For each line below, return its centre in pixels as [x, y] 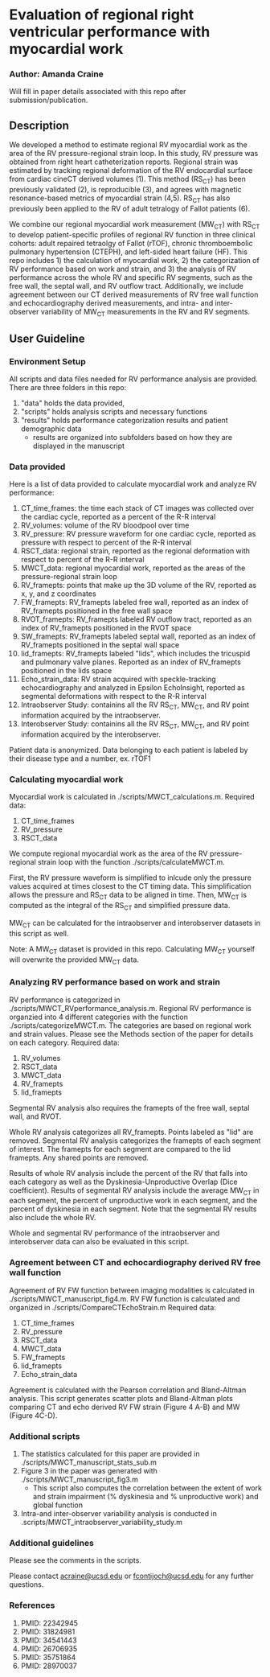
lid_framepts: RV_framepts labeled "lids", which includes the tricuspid [135, 654]
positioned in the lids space [66, 671]
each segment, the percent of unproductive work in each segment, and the [133, 1201]
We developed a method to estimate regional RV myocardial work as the [128, 145]
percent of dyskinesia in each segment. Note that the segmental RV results [133, 1209]
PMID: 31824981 [48, 1631]
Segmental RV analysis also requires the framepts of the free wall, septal [129, 1108]
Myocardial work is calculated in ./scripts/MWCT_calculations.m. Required [132, 797]
